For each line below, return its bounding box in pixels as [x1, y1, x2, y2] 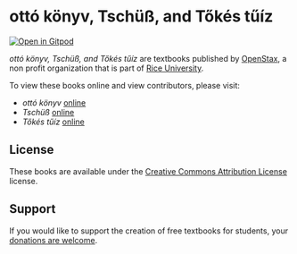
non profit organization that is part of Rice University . [9, 63, 204, 73]
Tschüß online [21, 106, 75, 117]
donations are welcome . [9, 234, 98, 245]
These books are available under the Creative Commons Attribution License [9, 165, 288, 176]
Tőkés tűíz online [21, 116, 85, 127]
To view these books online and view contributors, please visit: [9, 80, 241, 90]
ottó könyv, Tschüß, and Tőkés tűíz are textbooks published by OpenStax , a [9, 53, 287, 63]
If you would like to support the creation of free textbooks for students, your [9, 225, 288, 236]
